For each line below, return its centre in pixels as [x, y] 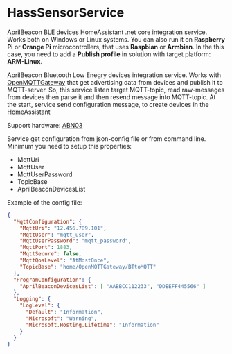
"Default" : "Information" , [64, 312]
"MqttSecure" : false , [51, 254]
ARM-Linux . [25, 61]
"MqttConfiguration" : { [47, 221]
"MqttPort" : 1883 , [46, 248]
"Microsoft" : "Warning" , [61, 318]
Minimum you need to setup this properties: [69, 146]
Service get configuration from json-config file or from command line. [107, 138]
